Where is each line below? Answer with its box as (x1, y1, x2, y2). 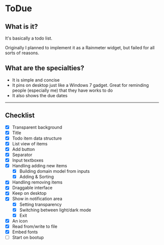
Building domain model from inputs (19, 168, 90, 174)
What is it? (5, 22, 38, 31)
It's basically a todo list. (5, 35, 53, 41)
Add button (12, 146, 35, 152)
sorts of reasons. (5, 50, 40, 56)
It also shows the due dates (12, 92, 68, 98)
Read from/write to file (12, 223, 58, 229)
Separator (12, 152, 33, 158)
